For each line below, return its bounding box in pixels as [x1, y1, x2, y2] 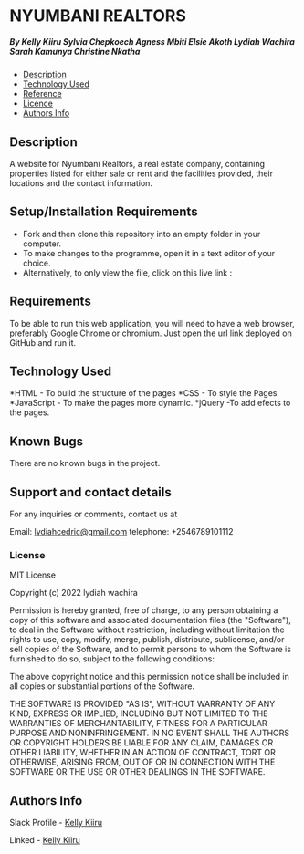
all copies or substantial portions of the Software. [9, 681, 194, 692]
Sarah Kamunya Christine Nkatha [9, 46, 141, 57]
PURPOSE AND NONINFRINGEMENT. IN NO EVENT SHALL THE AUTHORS [9, 727, 290, 739]
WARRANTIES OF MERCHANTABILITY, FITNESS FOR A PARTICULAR [9, 718, 267, 729]
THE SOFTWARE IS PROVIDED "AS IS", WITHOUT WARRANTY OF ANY [9, 699, 276, 710]
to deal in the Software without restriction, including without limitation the [9, 624, 285, 635]
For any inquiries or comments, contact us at [9, 508, 178, 520]
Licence [22, 98, 53, 109]
